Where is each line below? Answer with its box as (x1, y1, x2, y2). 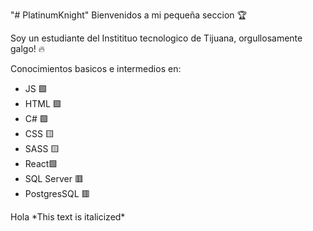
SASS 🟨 (24, 143, 60, 154)
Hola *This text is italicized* (10, 211, 126, 223)
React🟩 (24, 158, 58, 169)
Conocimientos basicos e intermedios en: (10, 63, 182, 74)
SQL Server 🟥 (24, 173, 84, 184)
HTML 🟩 (24, 98, 62, 109)
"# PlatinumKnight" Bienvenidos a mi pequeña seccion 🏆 (10, 9, 247, 21)
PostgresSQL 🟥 (24, 188, 91, 199)
